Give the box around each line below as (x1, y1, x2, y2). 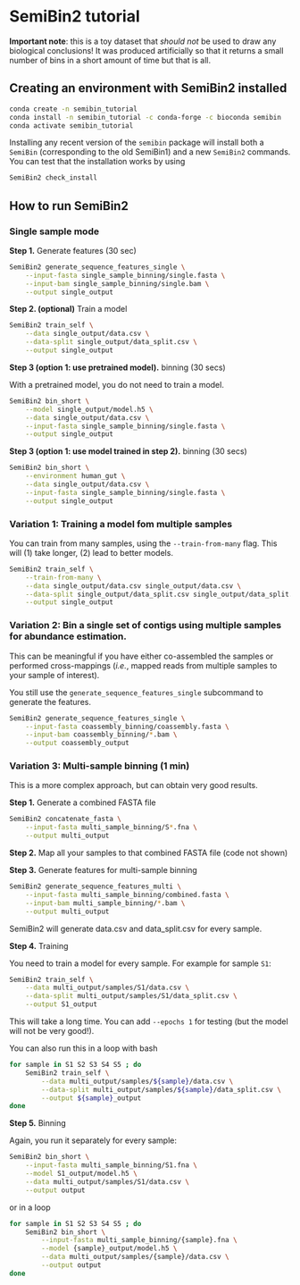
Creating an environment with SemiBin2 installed (9, 80, 287, 96)
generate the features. (9, 696, 92, 707)
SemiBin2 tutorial (9, 6, 140, 27)
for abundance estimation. (9, 630, 128, 642)
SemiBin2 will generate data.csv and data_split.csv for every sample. (9, 923, 262, 934)
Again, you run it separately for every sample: (9, 1135, 177, 1146)
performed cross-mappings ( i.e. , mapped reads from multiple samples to (9, 659, 278, 671)
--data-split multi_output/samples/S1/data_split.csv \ (25, 992, 238, 1001)
